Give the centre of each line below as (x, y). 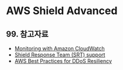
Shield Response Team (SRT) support (60, 55)
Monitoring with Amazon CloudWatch (60, 49)
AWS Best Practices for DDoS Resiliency (63, 61)
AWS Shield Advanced (62, 11)
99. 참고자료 (27, 34)
